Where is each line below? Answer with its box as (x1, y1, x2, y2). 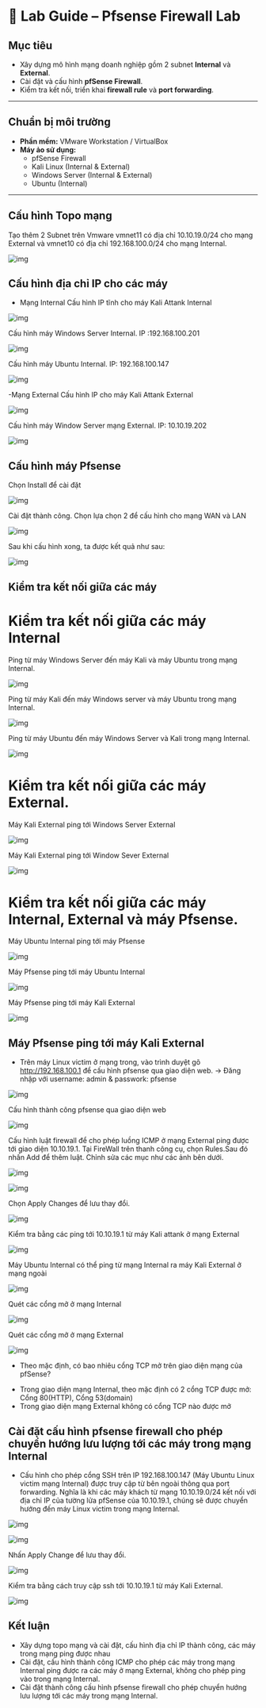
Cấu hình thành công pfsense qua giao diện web (8, 1105, 166, 1115)
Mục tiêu (8, 39, 53, 52)
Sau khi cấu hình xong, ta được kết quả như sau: (8, 542, 165, 551)
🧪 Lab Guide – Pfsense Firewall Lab (8, 7, 241, 25)
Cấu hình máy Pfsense (8, 459, 121, 473)
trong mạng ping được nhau (19, 1649, 111, 1658)
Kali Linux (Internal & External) (31, 162, 131, 171)
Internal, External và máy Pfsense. (8, 910, 239, 928)
